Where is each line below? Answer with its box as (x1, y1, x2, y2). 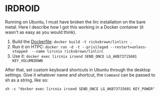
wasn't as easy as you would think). (5, 29, 77, 35)
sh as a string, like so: (5, 77, 48, 83)
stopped (12, 49, 28, 54)
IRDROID (5, 3, 40, 14)
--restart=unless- (110, 45, 147, 49)
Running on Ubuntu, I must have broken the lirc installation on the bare (5, 19, 146, 25)
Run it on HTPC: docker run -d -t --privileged (12, 44, 108, 49)
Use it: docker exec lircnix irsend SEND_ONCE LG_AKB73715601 (12, 53, 137, 59)
